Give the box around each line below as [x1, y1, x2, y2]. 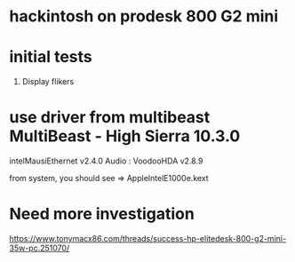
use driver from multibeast [9, 107, 211, 128]
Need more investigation [9, 204, 195, 224]
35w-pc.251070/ [9, 242, 70, 253]
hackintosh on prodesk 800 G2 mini [9, 6, 279, 27]
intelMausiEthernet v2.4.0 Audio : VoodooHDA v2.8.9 [9, 155, 203, 166]
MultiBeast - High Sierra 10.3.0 [9, 126, 241, 147]
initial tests [9, 47, 92, 67]
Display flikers [21, 76, 75, 87]
